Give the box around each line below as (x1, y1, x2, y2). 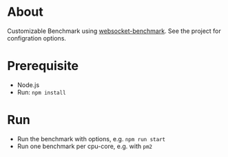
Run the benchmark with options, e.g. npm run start (17, 134, 166, 143)
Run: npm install (17, 88, 67, 96)
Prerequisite (7, 58, 79, 74)
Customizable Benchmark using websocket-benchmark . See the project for (7, 27, 222, 35)
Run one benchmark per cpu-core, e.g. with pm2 (17, 142, 153, 150)
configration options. (7, 34, 67, 42)
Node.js (17, 80, 40, 89)
